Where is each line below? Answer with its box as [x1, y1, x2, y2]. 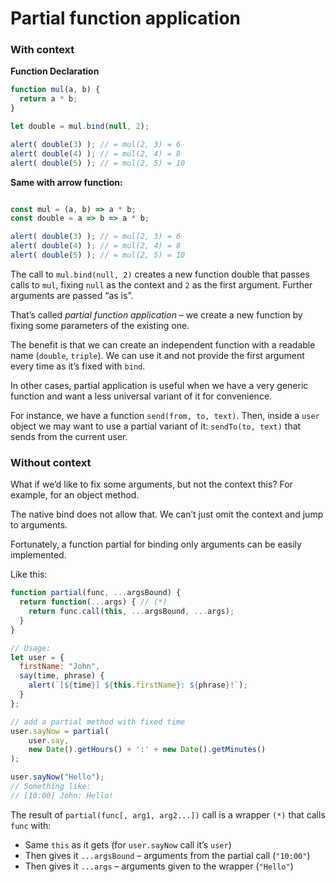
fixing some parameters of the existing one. [10, 319, 190, 331]
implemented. [10, 549, 67, 561]
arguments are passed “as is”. [10, 289, 134, 301]
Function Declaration [10, 65, 100, 77]
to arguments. [10, 519, 68, 531]
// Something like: [10, 782, 92, 792]
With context [10, 43, 75, 57]
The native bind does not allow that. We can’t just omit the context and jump [10, 508, 324, 521]
